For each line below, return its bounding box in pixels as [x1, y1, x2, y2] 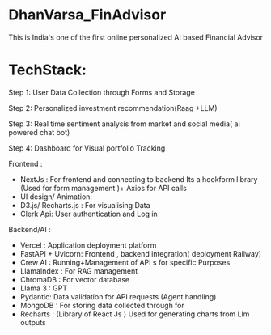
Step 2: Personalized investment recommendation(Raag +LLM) [8, 103, 218, 112]
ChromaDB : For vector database [19, 274, 130, 284]
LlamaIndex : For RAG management [19, 265, 138, 276]
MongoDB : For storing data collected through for [19, 300, 184, 310]
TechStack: [8, 61, 87, 79]
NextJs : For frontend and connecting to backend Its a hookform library [19, 174, 258, 184]
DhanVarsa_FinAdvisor [8, 6, 167, 24]
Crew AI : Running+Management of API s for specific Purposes [19, 257, 231, 267]
